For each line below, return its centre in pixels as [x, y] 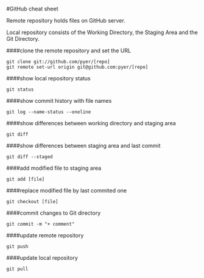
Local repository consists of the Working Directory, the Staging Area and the [102, 32]
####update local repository [42, 258]
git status [20, 89]
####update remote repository [45, 235]
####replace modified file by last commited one [67, 190]
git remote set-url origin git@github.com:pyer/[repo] [77, 67]
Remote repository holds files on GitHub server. [66, 20]
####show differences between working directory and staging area [91, 123]
